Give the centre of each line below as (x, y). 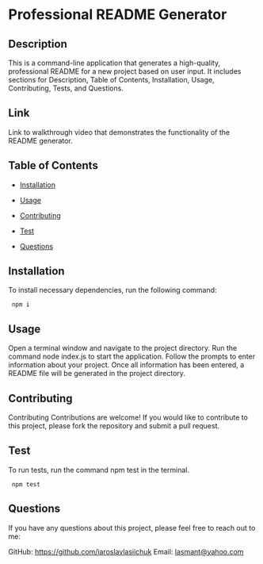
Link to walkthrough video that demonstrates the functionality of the (119, 132)
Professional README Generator (118, 15)
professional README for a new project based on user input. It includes (125, 71)
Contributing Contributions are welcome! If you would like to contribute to (128, 417)
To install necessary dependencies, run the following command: (112, 290)
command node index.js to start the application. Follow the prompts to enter (132, 357)
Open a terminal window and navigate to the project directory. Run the (123, 348)
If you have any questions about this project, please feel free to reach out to (132, 528)
